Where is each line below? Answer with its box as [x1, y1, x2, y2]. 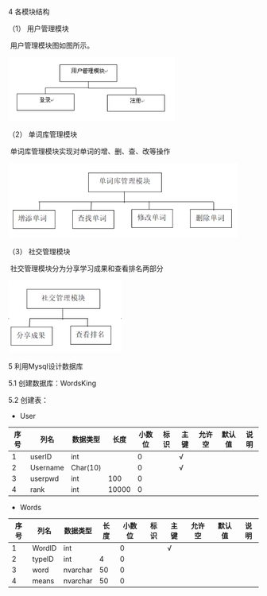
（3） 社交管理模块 [8, 247, 71, 257]
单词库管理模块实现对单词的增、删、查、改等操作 [10, 146, 171, 156]
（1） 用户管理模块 [8, 24, 69, 33]
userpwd [30, 474, 60, 483]
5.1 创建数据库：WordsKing [8, 378, 97, 388]
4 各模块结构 [8, 7, 50, 16]
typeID [32, 554, 54, 563]
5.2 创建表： [8, 395, 49, 404]
